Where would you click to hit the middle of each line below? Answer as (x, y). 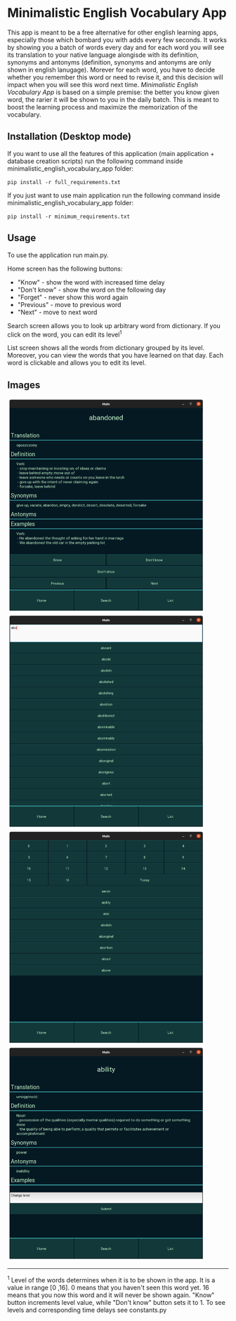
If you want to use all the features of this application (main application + (111, 153)
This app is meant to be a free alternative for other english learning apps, (113, 32)
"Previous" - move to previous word (69, 304)
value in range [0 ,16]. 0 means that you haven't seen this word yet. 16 (108, 1288)
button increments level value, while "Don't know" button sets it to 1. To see (117, 1302)
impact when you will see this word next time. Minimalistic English (103, 84)
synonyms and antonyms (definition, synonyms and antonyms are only (110, 62)
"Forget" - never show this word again (73, 297)
